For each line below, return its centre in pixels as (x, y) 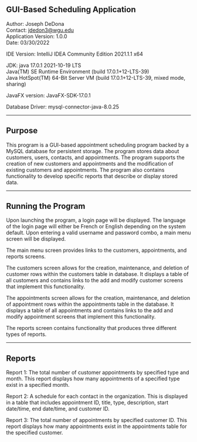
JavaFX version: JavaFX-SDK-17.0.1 (48, 95)
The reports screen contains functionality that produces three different (91, 328)
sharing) (16, 84)
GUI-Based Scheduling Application (71, 10)
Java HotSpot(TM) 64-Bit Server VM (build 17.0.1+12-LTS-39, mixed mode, (96, 77)
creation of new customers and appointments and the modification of (90, 163)
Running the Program (46, 206)
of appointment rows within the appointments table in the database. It (90, 304)
